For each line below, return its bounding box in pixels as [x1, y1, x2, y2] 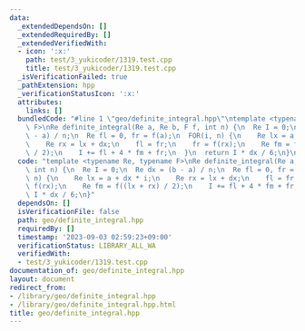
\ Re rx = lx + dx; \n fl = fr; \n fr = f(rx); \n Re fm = [25, 140, 290, 149]
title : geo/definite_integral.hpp [9, 308, 141, 317]
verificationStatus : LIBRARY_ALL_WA [17, 241, 156, 250]
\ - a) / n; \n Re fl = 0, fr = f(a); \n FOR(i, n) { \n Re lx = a [25, 131, 295, 141]
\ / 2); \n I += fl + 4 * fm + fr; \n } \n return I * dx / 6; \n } [25, 148, 290, 157]
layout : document [9, 275, 75, 284]
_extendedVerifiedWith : [17, 38, 107, 48]
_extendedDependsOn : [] [17, 22, 107, 31]
